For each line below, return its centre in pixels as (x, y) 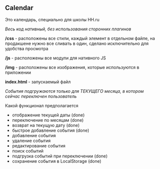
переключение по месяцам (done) (48, 120)
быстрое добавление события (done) (51, 130)
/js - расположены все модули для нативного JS (56, 58)
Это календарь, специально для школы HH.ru (52, 19)
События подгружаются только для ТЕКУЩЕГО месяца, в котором (74, 91)
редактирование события (39, 146)
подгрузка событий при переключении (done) (60, 156)
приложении (18, 72)
